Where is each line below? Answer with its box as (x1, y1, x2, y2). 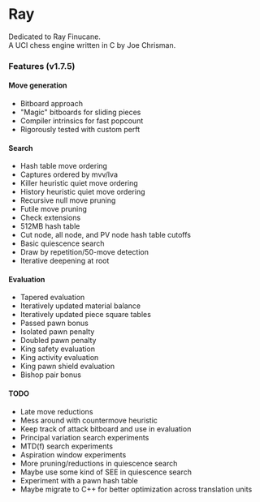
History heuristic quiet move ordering (19, 187, 145, 197)
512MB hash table (19, 221, 80, 231)
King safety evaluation (19, 344, 96, 354)
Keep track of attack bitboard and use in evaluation (19, 423, 192, 434)
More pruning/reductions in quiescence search (19, 458, 178, 468)
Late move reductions (19, 406, 93, 416)
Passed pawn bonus (19, 318, 89, 328)
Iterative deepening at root (19, 256, 110, 266)
